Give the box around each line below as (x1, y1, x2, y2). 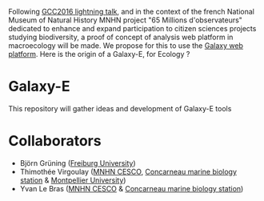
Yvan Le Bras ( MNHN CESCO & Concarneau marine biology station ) (19, 183, 244, 193)
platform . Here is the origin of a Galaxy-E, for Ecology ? (8, 50, 190, 58)
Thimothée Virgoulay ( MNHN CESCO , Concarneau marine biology (19, 167, 238, 176)
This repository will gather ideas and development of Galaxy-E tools (8, 103, 232, 113)
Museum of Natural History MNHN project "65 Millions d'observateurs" (8, 15, 242, 25)
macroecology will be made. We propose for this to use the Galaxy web (8, 41, 244, 50)
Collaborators (8, 132, 102, 151)
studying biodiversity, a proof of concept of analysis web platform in (8, 32, 234, 42)
